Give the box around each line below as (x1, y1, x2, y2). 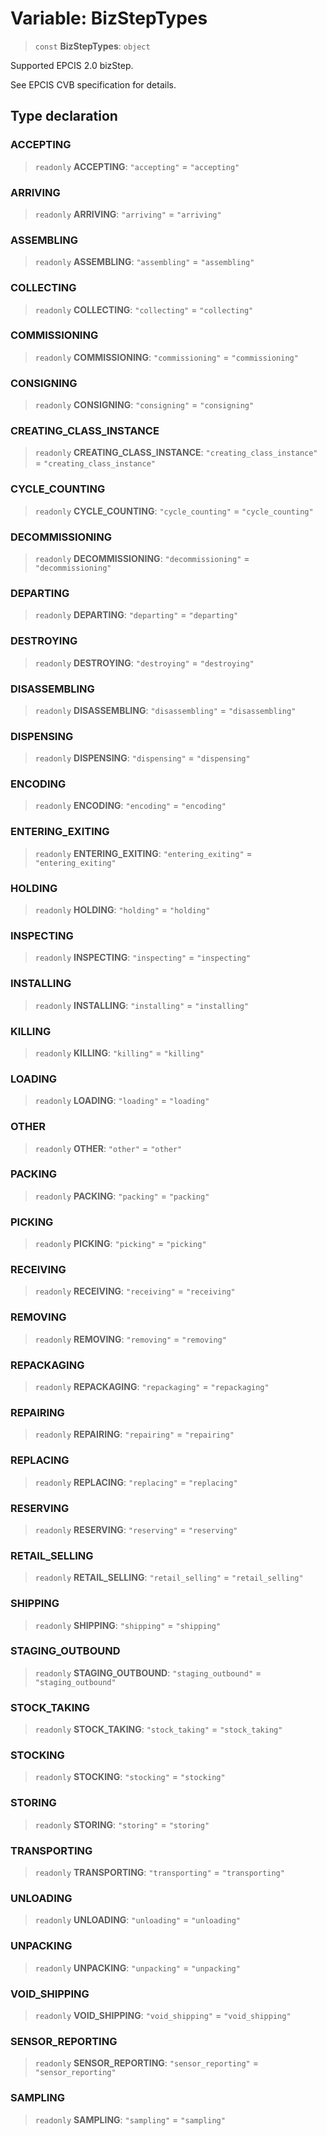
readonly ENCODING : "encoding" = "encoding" (34, 800, 227, 812)
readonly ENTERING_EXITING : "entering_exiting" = (34, 847, 253, 859)
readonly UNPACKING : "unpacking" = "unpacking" (34, 1962, 241, 1974)
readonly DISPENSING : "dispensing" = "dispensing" (34, 752, 251, 764)
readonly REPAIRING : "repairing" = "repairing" (34, 1428, 235, 1441)
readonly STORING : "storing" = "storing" (34, 1818, 210, 1831)
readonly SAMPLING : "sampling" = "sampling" (34, 2113, 226, 2126)
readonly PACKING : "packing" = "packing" (34, 1190, 210, 1202)
